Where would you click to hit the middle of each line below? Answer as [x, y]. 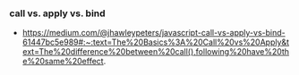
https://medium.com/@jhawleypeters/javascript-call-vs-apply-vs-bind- [154, 33]
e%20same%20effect [63, 62]
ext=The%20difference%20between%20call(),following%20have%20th [155, 52]
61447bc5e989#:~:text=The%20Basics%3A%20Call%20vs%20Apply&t [155, 42]
